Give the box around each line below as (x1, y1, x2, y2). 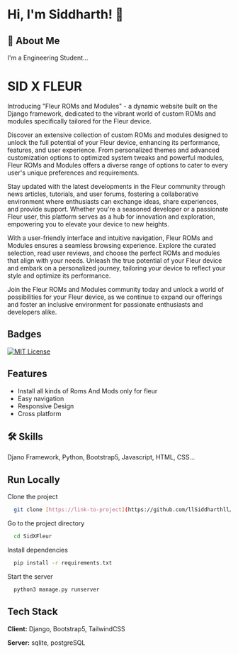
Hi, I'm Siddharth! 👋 (7, 6, 124, 23)
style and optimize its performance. (7, 271, 111, 280)
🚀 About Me (7, 35, 60, 47)
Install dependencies (7, 545, 69, 554)
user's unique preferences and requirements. (7, 168, 140, 177)
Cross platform (17, 409, 62, 418)
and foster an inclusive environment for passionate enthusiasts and (7, 300, 203, 308)
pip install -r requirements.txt (13, 559, 113, 567)
